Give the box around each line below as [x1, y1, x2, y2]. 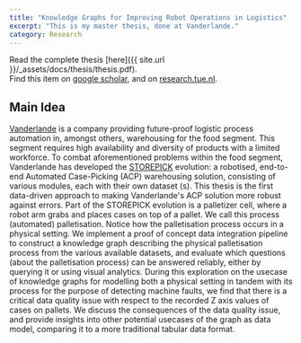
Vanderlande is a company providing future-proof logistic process [9, 123, 254, 135]
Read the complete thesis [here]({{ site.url [9, 55, 165, 66]
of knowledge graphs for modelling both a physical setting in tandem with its [9, 276, 293, 287]
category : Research [9, 30, 83, 39]
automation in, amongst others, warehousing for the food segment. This [9, 133, 276, 144]
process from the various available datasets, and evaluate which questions [9, 248, 286, 259]
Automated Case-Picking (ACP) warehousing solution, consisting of [25, 171, 277, 182]
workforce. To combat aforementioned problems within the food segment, [9, 152, 283, 163]
